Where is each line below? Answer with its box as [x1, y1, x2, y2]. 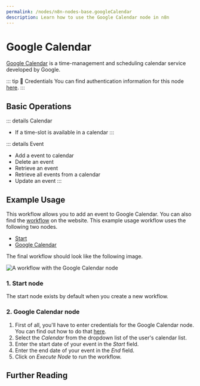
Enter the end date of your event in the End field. [14, 347, 135, 354]
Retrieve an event [14, 165, 59, 172]
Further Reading [6, 370, 68, 381]
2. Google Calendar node [6, 308, 80, 316]
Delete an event [14, 158, 54, 166]
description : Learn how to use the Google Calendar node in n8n [6, 14, 170, 20]
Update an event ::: [14, 177, 62, 185]
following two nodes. [6, 223, 58, 231]
